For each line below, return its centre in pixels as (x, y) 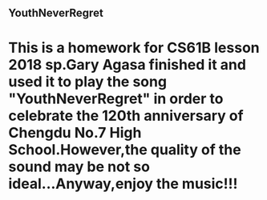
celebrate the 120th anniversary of (126, 116)
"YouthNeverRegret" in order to (116, 98)
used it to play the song (87, 81)
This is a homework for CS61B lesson (134, 48)
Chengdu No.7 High (75, 132)
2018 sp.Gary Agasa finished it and (127, 64)
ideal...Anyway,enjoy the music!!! (123, 184)
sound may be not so (79, 166)
